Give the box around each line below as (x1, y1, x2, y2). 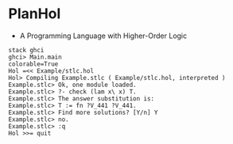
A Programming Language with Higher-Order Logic (19, 31, 188, 40)
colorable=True (8, 60, 59, 68)
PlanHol (8, 5, 61, 23)
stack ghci (8, 46, 45, 54)
